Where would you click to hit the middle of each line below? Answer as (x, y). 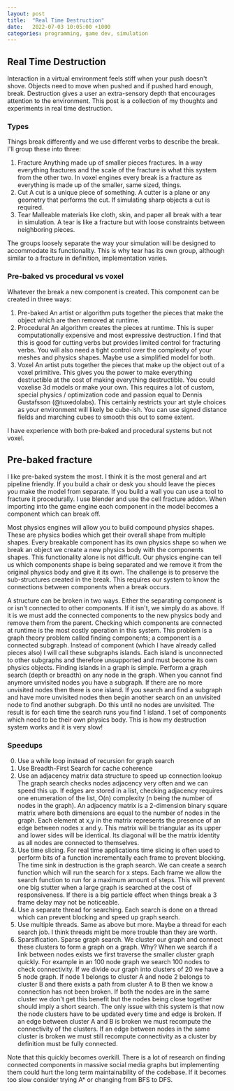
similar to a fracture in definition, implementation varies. (87, 258)
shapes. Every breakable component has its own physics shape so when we (117, 542)
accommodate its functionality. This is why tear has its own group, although (116, 251)
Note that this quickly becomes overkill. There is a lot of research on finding (116, 1057)
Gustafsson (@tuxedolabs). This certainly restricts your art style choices (122, 402)
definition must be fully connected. (67, 1043)
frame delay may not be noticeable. (68, 902)
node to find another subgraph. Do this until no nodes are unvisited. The (111, 705)
